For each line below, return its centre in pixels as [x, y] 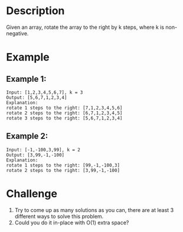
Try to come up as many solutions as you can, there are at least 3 [94, 210]
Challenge [32, 193]
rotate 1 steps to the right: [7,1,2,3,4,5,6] [64, 108]
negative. [17, 33]
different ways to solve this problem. [59, 216]
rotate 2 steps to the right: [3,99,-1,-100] [63, 170]
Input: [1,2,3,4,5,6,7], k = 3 [45, 92]
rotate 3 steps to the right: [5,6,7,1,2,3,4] [64, 118]
